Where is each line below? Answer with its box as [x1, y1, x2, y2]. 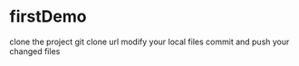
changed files [9, 45, 61, 56]
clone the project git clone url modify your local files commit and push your [9, 36, 290, 47]
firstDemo [9, 6, 87, 27]
